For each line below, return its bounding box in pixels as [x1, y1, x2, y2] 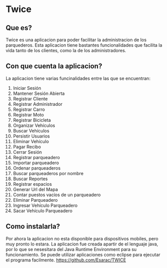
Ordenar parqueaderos [13, 165, 61, 171]
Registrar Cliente [13, 95, 48, 101]
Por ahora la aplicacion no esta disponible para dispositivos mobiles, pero [6, 235, 158, 241]
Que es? [6, 24, 32, 32]
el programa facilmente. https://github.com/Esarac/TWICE [6, 257, 126, 263]
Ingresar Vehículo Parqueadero [13, 202, 77, 208]
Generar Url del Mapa [13, 186, 58, 192]
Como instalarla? [6, 222, 60, 231]
